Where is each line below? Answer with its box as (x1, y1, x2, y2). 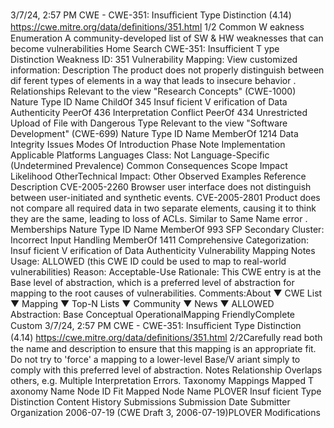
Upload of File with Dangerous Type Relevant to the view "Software (10, 117, 288, 129)
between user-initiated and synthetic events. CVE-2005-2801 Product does (10, 192, 321, 203)
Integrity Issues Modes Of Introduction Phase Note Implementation (10, 139, 286, 150)
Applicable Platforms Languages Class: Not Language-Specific (10, 149, 270, 161)
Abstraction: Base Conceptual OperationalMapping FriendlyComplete (10, 309, 296, 320)
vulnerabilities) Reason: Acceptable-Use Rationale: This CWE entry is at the (10, 266, 322, 278)
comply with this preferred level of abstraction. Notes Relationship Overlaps (10, 364, 323, 376)
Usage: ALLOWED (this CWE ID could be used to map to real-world (10, 255, 287, 267)
